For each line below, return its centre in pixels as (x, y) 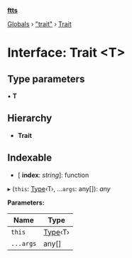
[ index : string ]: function (53, 175)
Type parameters (46, 79)
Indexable (30, 158)
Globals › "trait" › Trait (40, 24)
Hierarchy (30, 118)
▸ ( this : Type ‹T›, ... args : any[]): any (59, 188)
